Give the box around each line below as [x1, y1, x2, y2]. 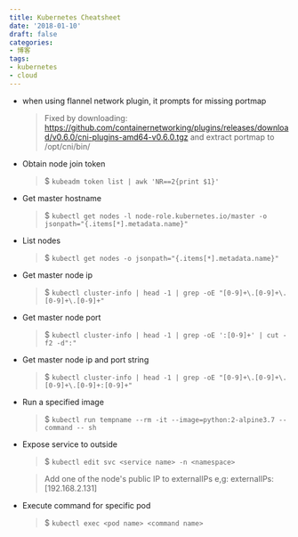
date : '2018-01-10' [9, 21, 82, 30]
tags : [9, 54, 29, 63]
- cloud [9, 71, 38, 80]
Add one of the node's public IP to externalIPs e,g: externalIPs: [44, 473, 274, 484]
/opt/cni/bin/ [44, 141, 91, 151]
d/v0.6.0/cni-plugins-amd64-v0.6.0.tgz [44, 131, 189, 142]
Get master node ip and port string [21, 354, 149, 365]
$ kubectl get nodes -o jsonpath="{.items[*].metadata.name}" [44, 252, 279, 263]
